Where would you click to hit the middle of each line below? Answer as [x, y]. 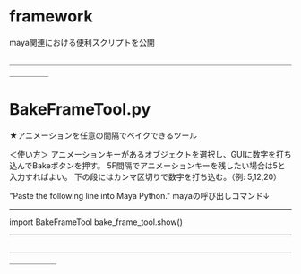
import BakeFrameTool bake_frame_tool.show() [96, 222]
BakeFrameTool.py [80, 110]
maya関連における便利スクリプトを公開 [82, 42]
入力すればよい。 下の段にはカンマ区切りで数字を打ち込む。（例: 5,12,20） [146, 176]
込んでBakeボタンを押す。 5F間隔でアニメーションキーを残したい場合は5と [147, 165]
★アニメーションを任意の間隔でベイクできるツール [103, 135]
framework [51, 17]
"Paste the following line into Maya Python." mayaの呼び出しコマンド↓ [140, 195]
